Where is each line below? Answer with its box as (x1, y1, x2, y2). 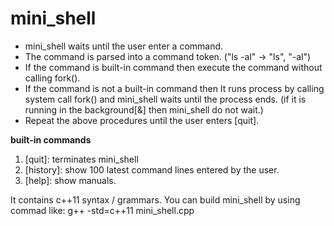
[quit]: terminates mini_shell (24, 153, 139, 165)
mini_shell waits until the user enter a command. (24, 40, 224, 52)
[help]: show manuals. (24, 174, 117, 186)
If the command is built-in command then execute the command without (24, 61, 323, 73)
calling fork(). (24, 72, 81, 84)
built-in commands (10, 133, 92, 146)
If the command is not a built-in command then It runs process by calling (24, 82, 325, 94)
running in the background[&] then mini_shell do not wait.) (24, 103, 264, 116)
